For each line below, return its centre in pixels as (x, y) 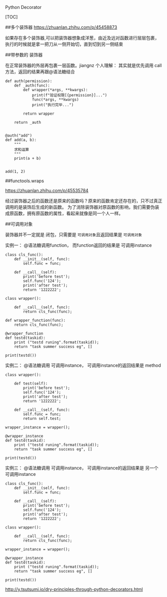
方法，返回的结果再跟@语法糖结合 (40, 72)
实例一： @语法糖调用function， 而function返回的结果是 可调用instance (79, 245)
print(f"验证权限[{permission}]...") (69, 95)
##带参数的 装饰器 (24, 55)
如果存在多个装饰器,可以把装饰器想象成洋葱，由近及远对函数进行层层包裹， (82, 38)
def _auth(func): (32, 86)
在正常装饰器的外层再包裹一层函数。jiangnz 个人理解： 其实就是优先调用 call (83, 65)
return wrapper (39, 114)
